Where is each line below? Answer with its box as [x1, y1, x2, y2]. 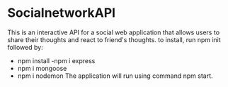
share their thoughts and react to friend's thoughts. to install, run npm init [7, 35, 221, 43]
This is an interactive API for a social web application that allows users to [7, 28, 220, 36]
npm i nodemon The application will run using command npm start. [17, 72, 213, 80]
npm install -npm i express [17, 56, 96, 65]
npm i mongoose [17, 64, 67, 72]
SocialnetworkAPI [7, 5, 115, 21]
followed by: [7, 43, 44, 51]
